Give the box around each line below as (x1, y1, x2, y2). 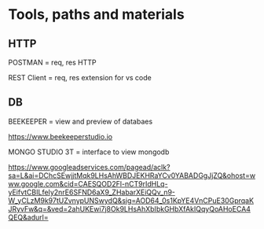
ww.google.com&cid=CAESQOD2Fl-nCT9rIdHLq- (8, 179, 168, 188)
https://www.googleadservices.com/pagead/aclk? (8, 162, 170, 172)
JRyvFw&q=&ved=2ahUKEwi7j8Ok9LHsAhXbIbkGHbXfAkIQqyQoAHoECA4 (8, 204, 251, 213)
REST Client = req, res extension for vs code (8, 73, 152, 82)
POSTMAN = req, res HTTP (8, 57, 97, 67)
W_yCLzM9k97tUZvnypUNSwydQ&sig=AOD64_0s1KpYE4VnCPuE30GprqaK (8, 195, 254, 205)
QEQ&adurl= (8, 212, 49, 222)
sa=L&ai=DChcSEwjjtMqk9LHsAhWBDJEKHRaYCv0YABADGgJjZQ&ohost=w (8, 171, 256, 180)
